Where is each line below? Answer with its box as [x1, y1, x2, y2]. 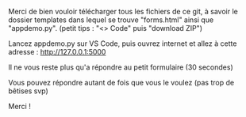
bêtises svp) [8, 86, 49, 96]
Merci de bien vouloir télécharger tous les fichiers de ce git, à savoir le [8, 7, 238, 16]
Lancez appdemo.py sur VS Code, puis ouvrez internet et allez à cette [8, 39, 237, 48]
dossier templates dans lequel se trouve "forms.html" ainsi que [8, 15, 214, 25]
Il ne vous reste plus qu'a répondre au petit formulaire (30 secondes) [8, 62, 233, 72]
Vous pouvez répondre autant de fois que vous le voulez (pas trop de [8, 78, 235, 87]
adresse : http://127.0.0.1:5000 [8, 47, 106, 56]
